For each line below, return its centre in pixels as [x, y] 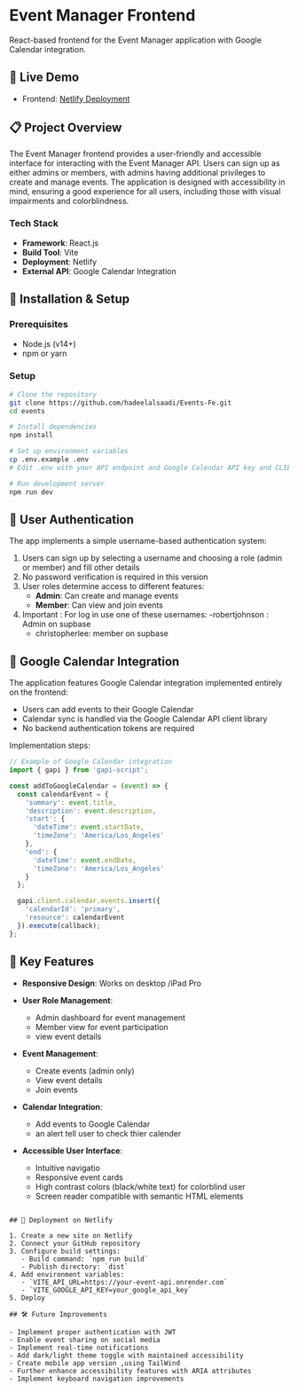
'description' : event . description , [91, 811]
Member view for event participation [102, 1026]
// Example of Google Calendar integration [91, 762]
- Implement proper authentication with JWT [93, 1332]
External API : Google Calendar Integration [99, 271]
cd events [27, 411]
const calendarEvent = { [63, 794]
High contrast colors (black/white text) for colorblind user [140, 1186]
